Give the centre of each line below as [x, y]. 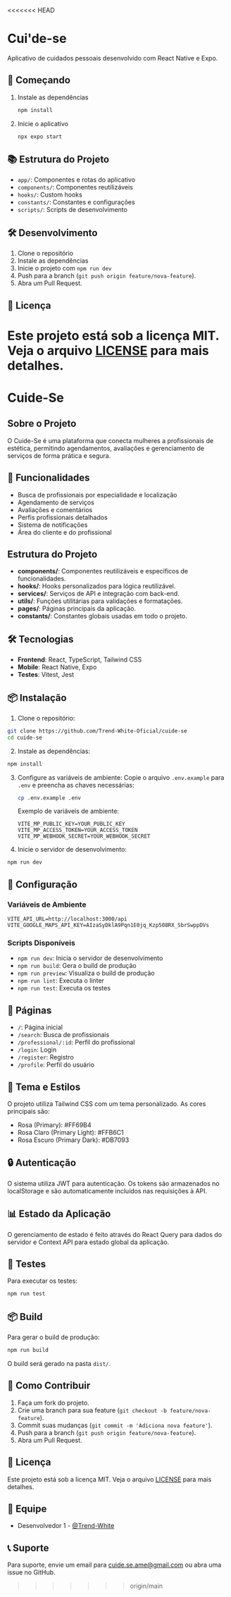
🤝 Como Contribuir [49, 1386]
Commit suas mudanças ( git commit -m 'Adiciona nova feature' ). [115, 1425]
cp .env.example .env [49, 798]
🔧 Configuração [42, 884]
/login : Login [37, 1050]
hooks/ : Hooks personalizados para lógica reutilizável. [96, 586]
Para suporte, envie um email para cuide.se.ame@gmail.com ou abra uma [114, 1565]
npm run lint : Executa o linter [61, 981]
